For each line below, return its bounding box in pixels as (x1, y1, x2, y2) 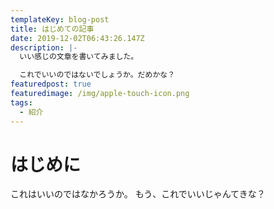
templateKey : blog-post (10, 14, 110, 25)
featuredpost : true (10, 79, 92, 90)
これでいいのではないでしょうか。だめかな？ (19, 70, 176, 80)
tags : (10, 97, 33, 108)
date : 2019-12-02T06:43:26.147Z (10, 33, 145, 43)
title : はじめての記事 (10, 24, 95, 34)
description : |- (10, 42, 78, 53)
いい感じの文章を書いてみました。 (19, 52, 139, 62)
